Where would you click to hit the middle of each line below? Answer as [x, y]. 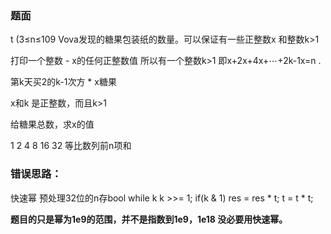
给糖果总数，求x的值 [52, 124]
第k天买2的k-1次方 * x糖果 [63, 82]
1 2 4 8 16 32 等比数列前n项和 [71, 146]
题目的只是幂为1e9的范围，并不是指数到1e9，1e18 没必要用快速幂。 [149, 219]
